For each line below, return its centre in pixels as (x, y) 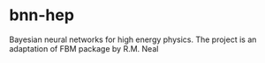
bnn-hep (42, 15)
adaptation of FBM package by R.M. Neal (84, 48)
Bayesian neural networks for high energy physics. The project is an (133, 39)
